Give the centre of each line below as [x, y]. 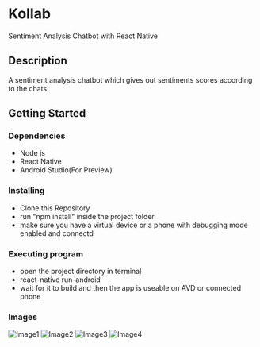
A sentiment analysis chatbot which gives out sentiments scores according [130, 79]
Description [38, 61]
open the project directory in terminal [80, 272]
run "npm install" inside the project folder [87, 216]
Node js [32, 153]
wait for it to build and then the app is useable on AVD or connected [130, 288]
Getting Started [47, 113]
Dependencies [37, 136]
